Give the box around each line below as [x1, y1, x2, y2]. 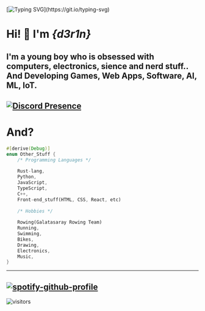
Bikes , [17, 236, 34, 243]
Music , [17, 254, 34, 260]
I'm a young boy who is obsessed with [6, 51, 154, 62]
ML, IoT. [6, 80, 38, 90]
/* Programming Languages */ [17, 156, 92, 163]
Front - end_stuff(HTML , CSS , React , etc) [17, 196, 121, 203]
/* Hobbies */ [17, 208, 53, 214]
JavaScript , [17, 180, 48, 186]
